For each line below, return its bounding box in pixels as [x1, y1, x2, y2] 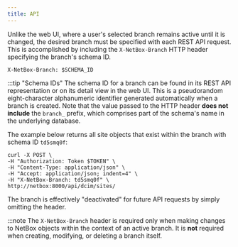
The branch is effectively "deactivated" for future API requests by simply [7, 194, 220, 203]
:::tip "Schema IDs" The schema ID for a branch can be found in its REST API [7, 79, 232, 87]
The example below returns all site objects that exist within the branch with [7, 130, 227, 138]
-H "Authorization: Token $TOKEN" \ [7, 158, 116, 165]
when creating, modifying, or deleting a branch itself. [7, 231, 162, 240]
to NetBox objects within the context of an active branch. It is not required [7, 224, 224, 232]
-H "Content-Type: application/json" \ [7, 164, 126, 171]
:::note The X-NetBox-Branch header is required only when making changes [7, 216, 226, 224]
